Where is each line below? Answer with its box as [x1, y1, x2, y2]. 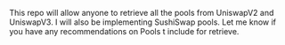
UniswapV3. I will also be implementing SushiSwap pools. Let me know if [9, 17, 277, 27]
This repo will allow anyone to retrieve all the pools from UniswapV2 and [9, 8, 274, 18]
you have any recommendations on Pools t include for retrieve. [9, 26, 240, 36]
